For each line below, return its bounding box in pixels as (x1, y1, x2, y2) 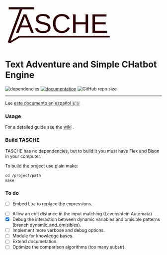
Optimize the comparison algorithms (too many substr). (12, 244, 126, 250)
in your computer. (5, 153, 41, 159)
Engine (5, 70, 35, 81)
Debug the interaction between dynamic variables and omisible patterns (12, 216, 161, 222)
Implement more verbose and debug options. (12, 227, 105, 233)
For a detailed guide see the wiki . (5, 124, 75, 130)
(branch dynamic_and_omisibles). (12, 222, 82, 228)
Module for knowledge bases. (12, 233, 74, 239)
